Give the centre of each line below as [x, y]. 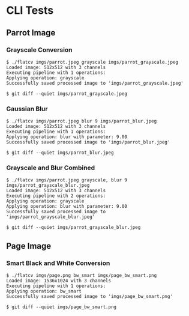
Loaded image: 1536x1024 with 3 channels [59, 281]
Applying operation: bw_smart [44, 291]
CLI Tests [30, 11]
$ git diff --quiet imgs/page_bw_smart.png [61, 307]
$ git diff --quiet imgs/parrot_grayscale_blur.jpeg [73, 228]
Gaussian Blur [27, 109]
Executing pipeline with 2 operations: [56, 196]
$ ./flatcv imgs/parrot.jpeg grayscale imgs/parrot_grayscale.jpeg [92, 62]
